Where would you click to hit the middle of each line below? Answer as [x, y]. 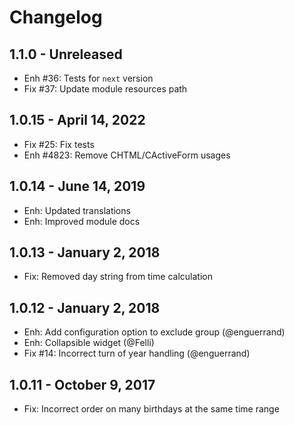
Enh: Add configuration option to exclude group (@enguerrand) [154, 332]
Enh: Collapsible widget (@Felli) [89, 343]
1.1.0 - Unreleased [66, 54]
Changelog [56, 17]
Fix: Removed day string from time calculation [118, 277]
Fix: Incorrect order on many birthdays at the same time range [151, 409]
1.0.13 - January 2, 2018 [85, 252]
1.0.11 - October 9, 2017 [82, 384]
